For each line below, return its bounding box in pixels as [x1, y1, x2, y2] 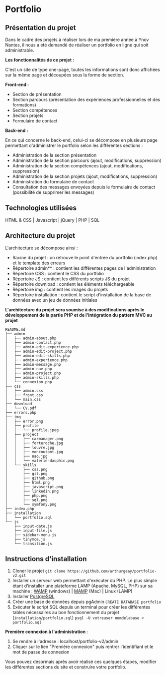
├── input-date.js [14, 524, 52, 529]
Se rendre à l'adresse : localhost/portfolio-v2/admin [12, 639, 119, 645]
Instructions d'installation [5, 555, 87, 563]
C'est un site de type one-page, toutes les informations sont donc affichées [5, 66, 160, 72]
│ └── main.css [5, 397, 41, 402]
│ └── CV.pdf [5, 406, 37, 411]
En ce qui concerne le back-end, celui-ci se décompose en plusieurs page [5, 137, 158, 143]
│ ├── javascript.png [5, 484, 64, 489]
